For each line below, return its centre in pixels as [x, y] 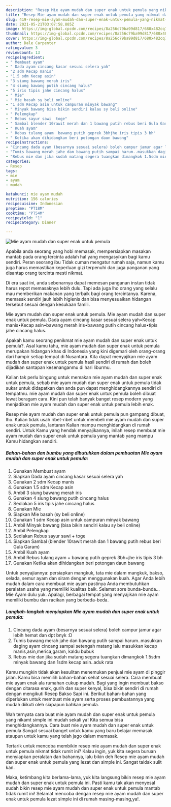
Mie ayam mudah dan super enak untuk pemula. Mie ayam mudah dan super [86, 314]
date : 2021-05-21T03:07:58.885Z [40, 24]
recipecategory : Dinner [31, 223]
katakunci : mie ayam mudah [34, 194]
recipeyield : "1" [24, 218]
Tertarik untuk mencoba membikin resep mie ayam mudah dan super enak [83, 746]
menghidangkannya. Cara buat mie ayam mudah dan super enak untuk [80, 725]
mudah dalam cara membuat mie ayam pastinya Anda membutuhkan [77, 584]
